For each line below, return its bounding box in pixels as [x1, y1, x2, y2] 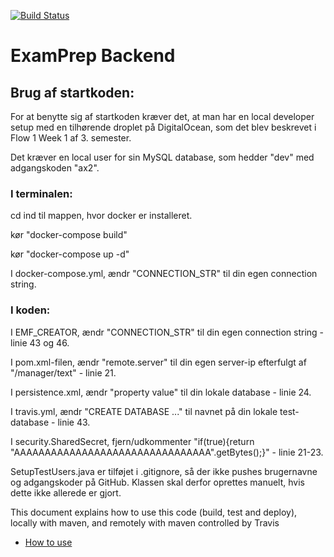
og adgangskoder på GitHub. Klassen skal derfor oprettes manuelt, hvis [10, 476, 305, 488]
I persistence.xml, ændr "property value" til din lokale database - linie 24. [10, 386, 312, 398]
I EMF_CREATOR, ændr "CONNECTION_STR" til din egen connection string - [10, 326, 325, 338]
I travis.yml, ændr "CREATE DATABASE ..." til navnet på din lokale [10, 405, 278, 417]
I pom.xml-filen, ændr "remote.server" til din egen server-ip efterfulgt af [10, 356, 307, 368]
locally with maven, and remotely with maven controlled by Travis [10, 516, 280, 529]
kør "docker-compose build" [10, 229, 128, 241]
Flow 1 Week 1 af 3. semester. [10, 132, 132, 144]
